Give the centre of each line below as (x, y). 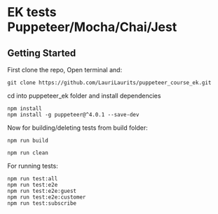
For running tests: (33, 166)
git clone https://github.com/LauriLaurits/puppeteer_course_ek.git (109, 83)
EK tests (32, 12)
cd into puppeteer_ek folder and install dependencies (84, 96)
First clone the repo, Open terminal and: (65, 70)
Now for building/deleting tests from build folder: (78, 128)
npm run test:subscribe (42, 203)
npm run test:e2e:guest (42, 191)
